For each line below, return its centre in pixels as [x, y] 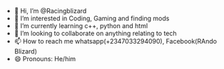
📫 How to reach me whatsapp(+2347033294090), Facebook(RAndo [116, 41]
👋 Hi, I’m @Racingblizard [50, 11]
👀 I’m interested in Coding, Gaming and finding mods [92, 18]
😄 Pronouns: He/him [45, 59]
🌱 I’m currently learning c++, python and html [81, 26]
